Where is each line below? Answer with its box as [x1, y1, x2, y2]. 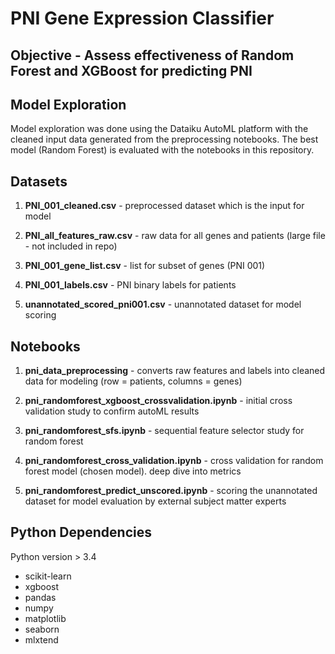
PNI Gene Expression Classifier [10, 7, 275, 30]
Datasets [10, 173, 68, 190]
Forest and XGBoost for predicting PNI [10, 62, 253, 79]
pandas [24, 591, 57, 603]
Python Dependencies [10, 524, 152, 541]
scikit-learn [24, 570, 72, 582]
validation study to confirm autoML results [24, 405, 200, 417]
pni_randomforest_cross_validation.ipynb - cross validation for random [24, 455, 324, 467]
